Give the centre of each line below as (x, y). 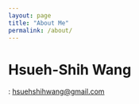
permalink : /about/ (41, 30)
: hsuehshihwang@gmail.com (56, 91)
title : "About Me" (39, 23)
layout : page (30, 15)
